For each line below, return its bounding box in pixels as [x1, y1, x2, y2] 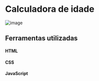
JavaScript [5, 71, 28, 77]
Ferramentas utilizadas [5, 34, 78, 42]
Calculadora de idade [5, 3, 95, 15]
